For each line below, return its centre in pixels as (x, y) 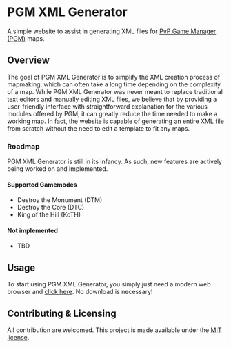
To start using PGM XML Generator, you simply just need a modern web (109, 284)
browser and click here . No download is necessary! (80, 292)
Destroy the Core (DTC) (51, 208)
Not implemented (33, 230)
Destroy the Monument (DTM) (60, 200)
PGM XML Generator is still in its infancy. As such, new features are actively (115, 162)
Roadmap (23, 146)
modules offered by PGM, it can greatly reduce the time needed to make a (112, 113)
